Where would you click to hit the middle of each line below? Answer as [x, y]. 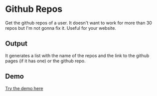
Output [16, 44]
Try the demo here [24, 88]
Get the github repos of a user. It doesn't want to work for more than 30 [78, 23]
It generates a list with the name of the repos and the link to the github [77, 55]
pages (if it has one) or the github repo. [45, 61]
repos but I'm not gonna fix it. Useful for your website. [61, 28]
